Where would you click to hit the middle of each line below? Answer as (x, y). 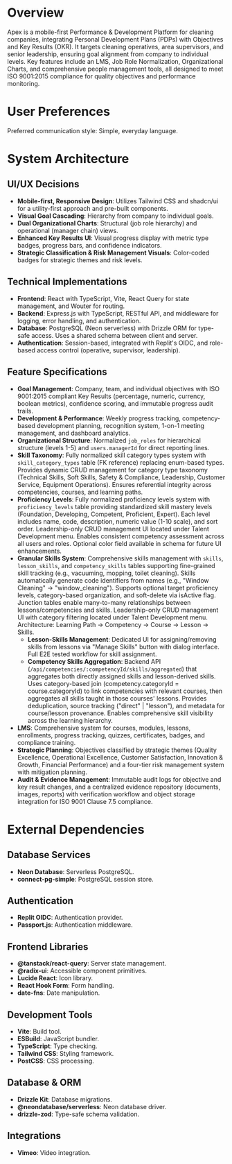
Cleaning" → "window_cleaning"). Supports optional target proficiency (118, 588)
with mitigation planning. (52, 772)
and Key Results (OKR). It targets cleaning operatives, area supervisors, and (115, 46)
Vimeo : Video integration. (54, 1152)
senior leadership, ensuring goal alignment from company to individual (108, 54)
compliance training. (46, 742)
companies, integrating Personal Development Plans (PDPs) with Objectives (115, 39)
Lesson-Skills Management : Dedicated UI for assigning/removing (122, 639)
